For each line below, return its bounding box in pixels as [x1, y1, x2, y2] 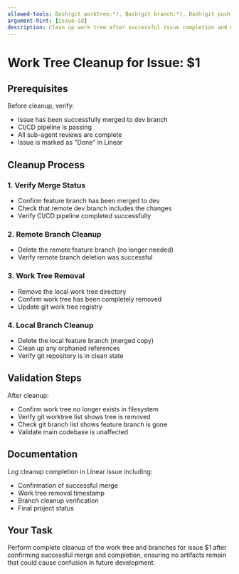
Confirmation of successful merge [17, 481, 119, 489]
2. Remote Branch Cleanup [7, 229, 102, 239]
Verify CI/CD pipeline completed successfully [17, 212, 152, 220]
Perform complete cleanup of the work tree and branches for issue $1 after [7, 543, 227, 552]
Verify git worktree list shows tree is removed [17, 412, 151, 421]
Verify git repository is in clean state [17, 351, 124, 360]
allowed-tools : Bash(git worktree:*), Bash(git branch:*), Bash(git [7, 10, 215, 18]
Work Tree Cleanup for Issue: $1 [7, 54, 201, 71]
